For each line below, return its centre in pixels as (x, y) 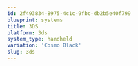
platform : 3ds (28, 33)
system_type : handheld (40, 39)
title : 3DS (23, 26)
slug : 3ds (21, 52)
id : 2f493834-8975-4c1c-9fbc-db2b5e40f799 (69, 13)
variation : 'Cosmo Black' (44, 45)
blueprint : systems (35, 20)
